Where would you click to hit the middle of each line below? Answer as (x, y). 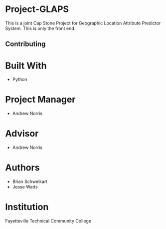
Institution (27, 207)
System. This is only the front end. (40, 28)
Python (20, 79)
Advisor (22, 134)
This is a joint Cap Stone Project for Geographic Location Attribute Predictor (83, 23)
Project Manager (40, 100)
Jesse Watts (25, 187)
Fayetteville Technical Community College (48, 221)
